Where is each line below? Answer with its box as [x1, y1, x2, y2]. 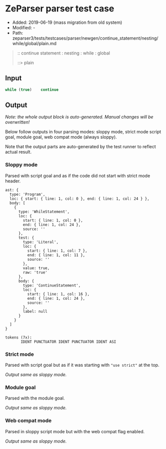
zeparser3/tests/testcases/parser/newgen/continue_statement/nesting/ [12, 35, 159, 41]
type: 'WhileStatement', [18, 209, 70, 214]
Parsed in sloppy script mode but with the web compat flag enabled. [5, 428, 145, 434]
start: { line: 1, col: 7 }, [27, 248, 88, 253]
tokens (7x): [5, 335, 32, 340]
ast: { [5, 187, 19, 192]
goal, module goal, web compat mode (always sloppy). [5, 134, 117, 140]
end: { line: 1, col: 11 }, [27, 252, 85, 258]
